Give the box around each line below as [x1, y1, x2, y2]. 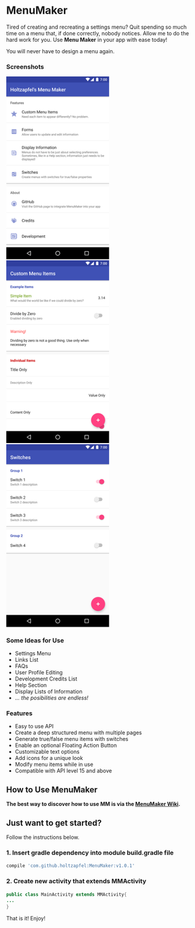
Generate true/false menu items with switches [14, 735, 129, 743]
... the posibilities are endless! [14, 694, 89, 701]
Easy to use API [14, 723, 54, 730]
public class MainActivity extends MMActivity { [6, 892, 127, 898]
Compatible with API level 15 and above [14, 767, 112, 774]
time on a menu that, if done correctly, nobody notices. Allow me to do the [6, 29, 190, 36]
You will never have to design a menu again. [6, 47, 115, 54]
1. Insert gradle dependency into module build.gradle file [6, 848, 174, 857]
